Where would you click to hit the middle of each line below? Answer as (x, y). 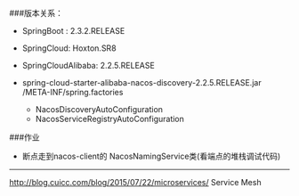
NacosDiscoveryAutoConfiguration (99, 109)
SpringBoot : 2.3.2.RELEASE (73, 31)
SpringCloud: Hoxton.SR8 (69, 48)
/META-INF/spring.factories (73, 92)
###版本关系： (36, 13)
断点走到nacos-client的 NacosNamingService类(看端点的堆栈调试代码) (151, 156)
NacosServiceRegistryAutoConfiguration (110, 119)
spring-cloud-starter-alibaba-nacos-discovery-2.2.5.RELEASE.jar (141, 82)
